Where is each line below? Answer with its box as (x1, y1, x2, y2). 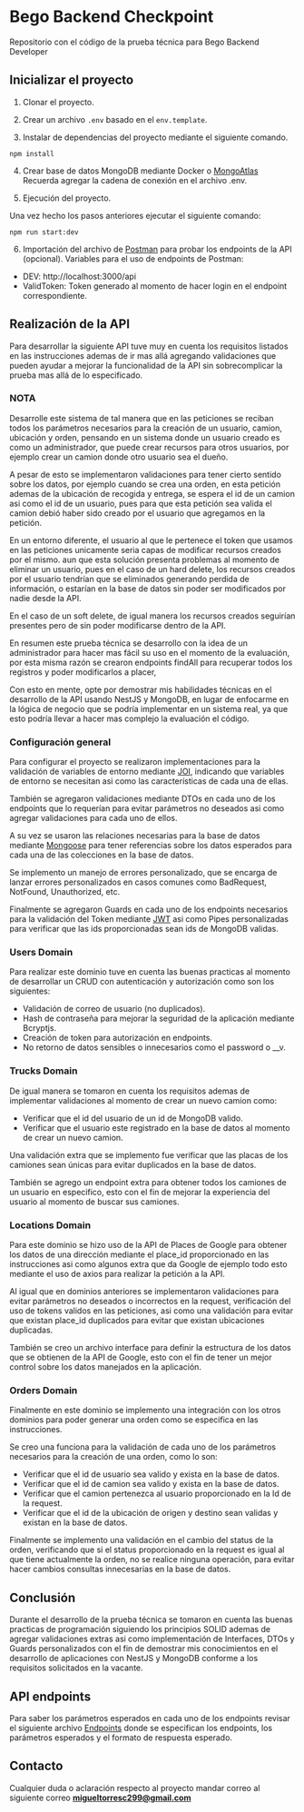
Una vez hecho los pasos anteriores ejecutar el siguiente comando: (9, 210, 261, 221)
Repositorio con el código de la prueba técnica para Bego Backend (9, 36, 260, 47)
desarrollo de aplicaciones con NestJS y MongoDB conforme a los (9, 1653, 259, 1664)
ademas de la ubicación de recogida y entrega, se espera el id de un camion (9, 488, 295, 499)
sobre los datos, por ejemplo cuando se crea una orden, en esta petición (9, 479, 281, 490)
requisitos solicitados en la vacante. (9, 1662, 143, 1673)
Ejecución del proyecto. (22, 193, 112, 203)
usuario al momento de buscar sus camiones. (9, 1196, 180, 1207)
